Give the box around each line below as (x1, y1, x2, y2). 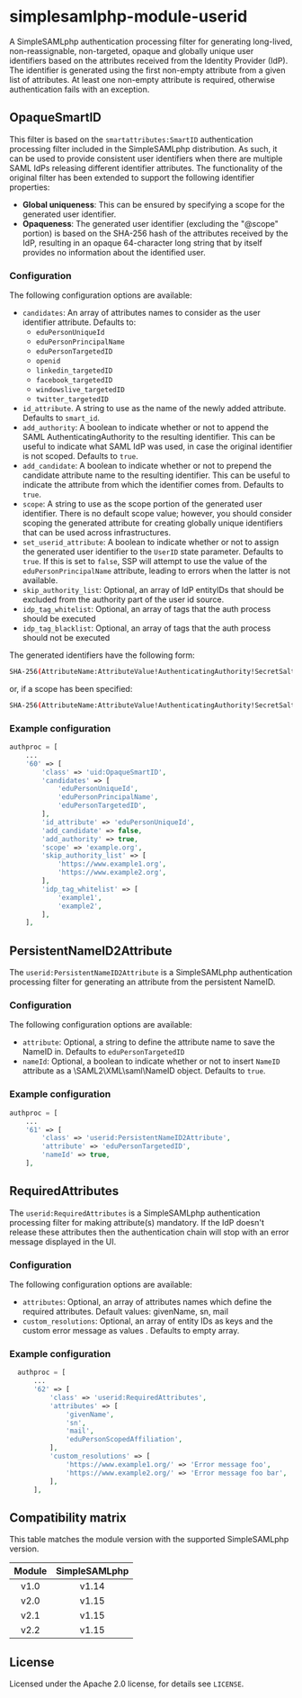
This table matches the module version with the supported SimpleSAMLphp (9, 1534, 289, 1545)
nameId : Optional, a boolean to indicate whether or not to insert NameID (22, 1056, 280, 1067)
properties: (9, 182, 50, 193)
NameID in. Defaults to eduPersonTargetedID (22, 1047, 185, 1057)
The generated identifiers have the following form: (9, 650, 195, 660)
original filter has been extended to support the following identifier (9, 172, 255, 183)
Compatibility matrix (9, 1510, 128, 1525)
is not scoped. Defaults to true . (22, 451, 138, 462)
